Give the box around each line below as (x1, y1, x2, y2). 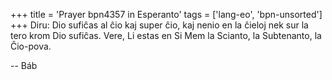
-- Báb (10, 60, 38, 71)
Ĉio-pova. (10, 40, 52, 52)
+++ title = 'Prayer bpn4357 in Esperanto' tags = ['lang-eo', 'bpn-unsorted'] (10, 9, 323, 20)
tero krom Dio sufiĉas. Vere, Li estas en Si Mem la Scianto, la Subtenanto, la (10, 30, 322, 41)
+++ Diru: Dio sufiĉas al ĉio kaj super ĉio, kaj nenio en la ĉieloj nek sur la (10, 19, 309, 31)
